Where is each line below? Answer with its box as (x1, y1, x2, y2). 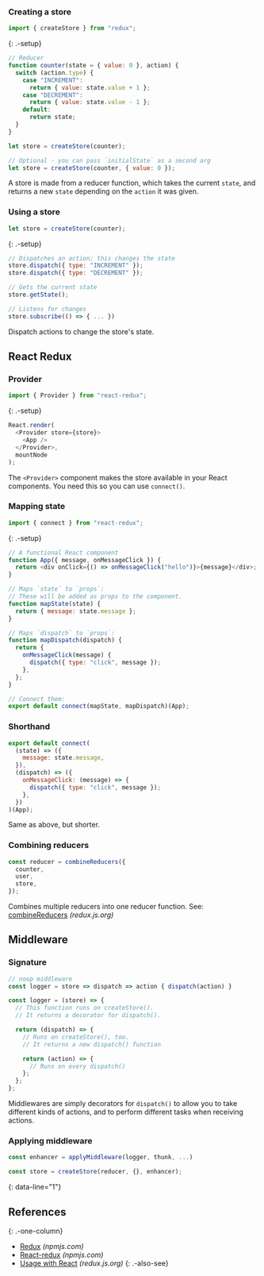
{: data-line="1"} (8, 1182, 62, 1192)
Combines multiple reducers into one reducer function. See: (8, 902, 204, 912)
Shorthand (8, 721, 51, 732)
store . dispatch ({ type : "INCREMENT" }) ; (8, 261, 144, 270)
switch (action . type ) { (15, 68, 94, 77)
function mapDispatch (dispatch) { (8, 636, 123, 645)
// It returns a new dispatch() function (22, 1040, 161, 1048)
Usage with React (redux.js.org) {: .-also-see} (19, 1258, 169, 1268)
